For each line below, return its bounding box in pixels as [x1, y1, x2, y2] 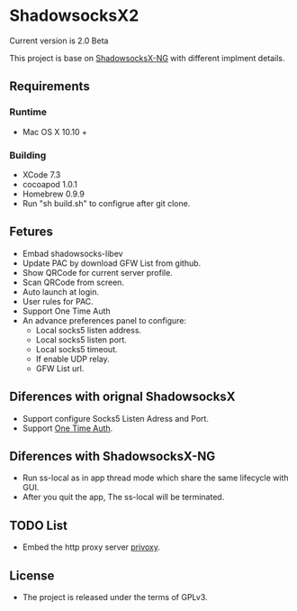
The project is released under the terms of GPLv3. [22, 591, 209, 602]
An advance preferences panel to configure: [22, 315, 187, 325]
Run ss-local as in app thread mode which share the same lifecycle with [22, 472, 290, 483]
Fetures [9, 224, 54, 240]
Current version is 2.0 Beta [9, 35, 109, 46]
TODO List [9, 517, 67, 533]
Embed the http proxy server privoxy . [22, 542, 160, 552]
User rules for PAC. [22, 296, 94, 306]
